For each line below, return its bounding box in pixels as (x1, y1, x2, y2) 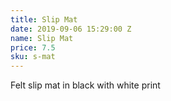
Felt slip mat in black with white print (10, 79, 161, 91)
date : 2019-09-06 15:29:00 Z (10, 24, 132, 34)
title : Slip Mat (10, 14, 78, 25)
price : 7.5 (10, 42, 56, 53)
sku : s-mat (10, 52, 56, 62)
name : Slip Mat (10, 33, 74, 43)
